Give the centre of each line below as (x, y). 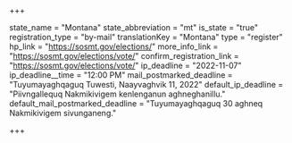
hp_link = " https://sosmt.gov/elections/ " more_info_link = (114, 46)
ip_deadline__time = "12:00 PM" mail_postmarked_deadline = (121, 75)
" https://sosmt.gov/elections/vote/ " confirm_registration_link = (124, 56)
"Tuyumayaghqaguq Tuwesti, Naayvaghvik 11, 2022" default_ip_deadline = (146, 84)
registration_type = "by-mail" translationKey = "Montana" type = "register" (146, 37)
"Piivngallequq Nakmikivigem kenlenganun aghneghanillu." (117, 94)
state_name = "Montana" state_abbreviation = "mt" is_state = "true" (134, 27)
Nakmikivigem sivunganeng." (63, 113)
